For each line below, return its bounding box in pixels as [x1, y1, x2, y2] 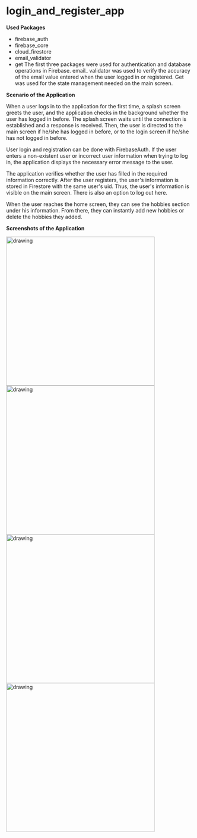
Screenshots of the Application [6, 224, 85, 232]
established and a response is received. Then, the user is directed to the [6, 121, 183, 129]
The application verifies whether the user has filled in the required [6, 170, 167, 177]
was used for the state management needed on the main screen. [14, 79, 173, 87]
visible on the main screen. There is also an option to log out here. [6, 189, 168, 196]
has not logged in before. [6, 134, 68, 141]
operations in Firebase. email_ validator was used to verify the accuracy [14, 67, 191, 74]
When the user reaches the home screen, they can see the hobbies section [6, 201, 190, 208]
